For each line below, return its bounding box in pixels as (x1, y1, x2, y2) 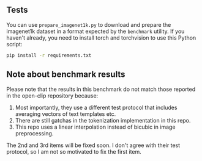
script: (6, 40, 23, 48)
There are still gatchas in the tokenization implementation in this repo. (15, 116, 191, 124)
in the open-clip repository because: (6, 91, 99, 99)
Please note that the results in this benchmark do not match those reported (6, 85, 196, 93)
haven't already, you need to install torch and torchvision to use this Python (6, 34, 196, 41)
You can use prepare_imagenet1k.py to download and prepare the (6, 21, 171, 28)
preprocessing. (15, 129, 54, 137)
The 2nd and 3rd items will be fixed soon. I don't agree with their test (6, 141, 181, 149)
